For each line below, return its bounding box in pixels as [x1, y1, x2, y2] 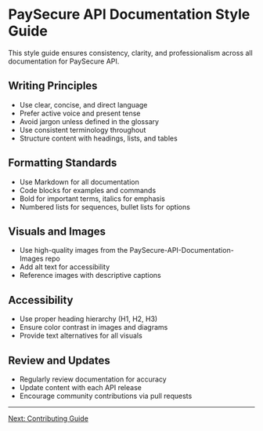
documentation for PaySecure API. [8, 57, 120, 66]
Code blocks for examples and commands [19, 185, 157, 195]
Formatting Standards [8, 156, 117, 170]
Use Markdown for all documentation [19, 177, 139, 186]
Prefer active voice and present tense [19, 108, 141, 118]
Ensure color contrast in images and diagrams [19, 323, 168, 332]
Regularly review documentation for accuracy [19, 374, 167, 384]
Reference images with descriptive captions [19, 271, 162, 280]
